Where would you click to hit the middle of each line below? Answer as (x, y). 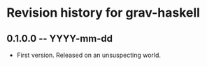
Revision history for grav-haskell (103, 13)
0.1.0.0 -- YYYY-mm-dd (60, 39)
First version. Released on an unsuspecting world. (89, 55)
